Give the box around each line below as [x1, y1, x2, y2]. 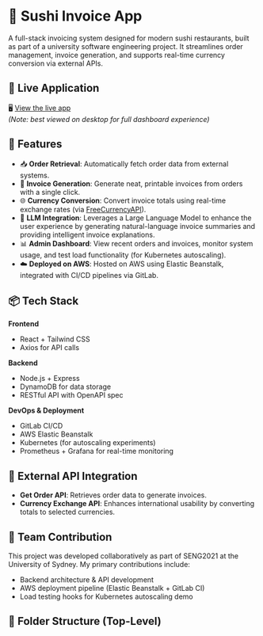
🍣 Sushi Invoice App [8, 7, 143, 25]
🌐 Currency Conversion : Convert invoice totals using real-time [19, 196, 227, 205]
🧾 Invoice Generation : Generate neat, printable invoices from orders [19, 178, 243, 189]
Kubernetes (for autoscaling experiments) [19, 438, 156, 447]
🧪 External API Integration [8, 469, 138, 482]
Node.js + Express [19, 374, 81, 383]
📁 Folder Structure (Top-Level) [8, 615, 162, 628]
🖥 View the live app [8, 103, 71, 112]
